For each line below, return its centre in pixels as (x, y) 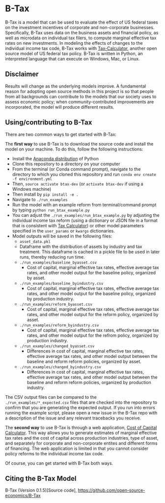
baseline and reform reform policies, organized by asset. (84, 361)
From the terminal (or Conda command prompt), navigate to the (76, 169)
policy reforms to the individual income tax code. (55, 453)
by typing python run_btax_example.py (51, 210)
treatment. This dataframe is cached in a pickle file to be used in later (90, 252)
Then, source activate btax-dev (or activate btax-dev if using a (78, 184)
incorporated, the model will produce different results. (60, 107)
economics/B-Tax (23, 496)
